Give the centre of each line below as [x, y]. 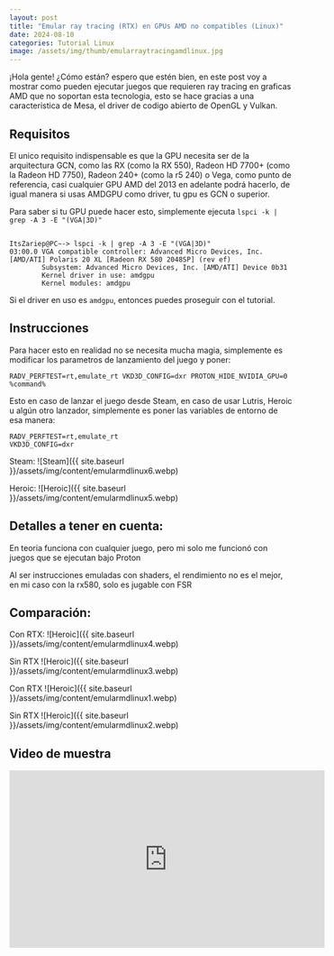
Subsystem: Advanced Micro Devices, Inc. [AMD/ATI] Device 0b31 [165, 267]
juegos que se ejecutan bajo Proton [75, 557]
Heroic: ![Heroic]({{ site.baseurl [68, 488]
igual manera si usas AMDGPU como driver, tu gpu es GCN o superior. [140, 194]
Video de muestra [60, 754]
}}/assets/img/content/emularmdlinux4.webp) [94, 644]
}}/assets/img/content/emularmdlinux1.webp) [93, 698]
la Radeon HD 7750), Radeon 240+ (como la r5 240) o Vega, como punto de [150, 175]
